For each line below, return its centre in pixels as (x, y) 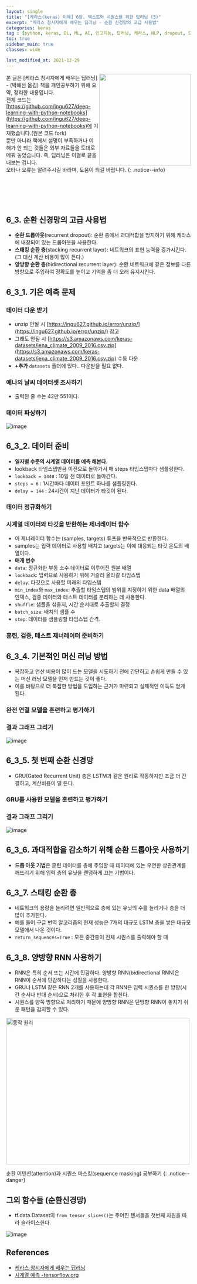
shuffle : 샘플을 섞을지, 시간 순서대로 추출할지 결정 (72, 604)
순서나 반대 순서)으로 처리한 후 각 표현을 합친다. (75, 995)
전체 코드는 (19, 100)
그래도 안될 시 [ (32, 339)
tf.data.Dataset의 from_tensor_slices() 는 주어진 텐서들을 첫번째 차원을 (98, 1215)
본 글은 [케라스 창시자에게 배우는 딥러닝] (52, 77)
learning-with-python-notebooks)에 (49, 125)
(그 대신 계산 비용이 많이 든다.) (49, 257)
